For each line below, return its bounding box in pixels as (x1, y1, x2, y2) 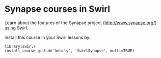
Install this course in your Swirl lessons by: (4, 34, 91, 40)
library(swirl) (4, 44, 36, 49)
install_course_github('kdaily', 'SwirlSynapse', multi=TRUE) (4, 48, 134, 53)
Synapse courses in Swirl (4, 3, 110, 15)
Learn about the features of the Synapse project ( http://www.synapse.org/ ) (4, 20, 157, 26)
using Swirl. (4, 25, 28, 30)
